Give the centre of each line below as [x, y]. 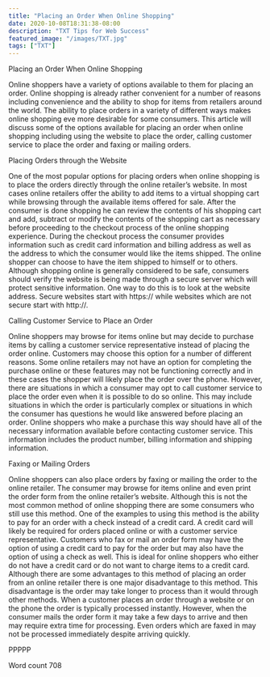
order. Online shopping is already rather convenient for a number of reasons [135, 93]
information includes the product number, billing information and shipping [130, 440]
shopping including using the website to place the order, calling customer [130, 136]
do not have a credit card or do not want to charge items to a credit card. [129, 565]
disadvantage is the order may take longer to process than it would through [133, 591]
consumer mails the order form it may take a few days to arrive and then [128, 617]
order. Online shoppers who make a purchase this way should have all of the [135, 422]
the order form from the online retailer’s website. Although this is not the [128, 497]
